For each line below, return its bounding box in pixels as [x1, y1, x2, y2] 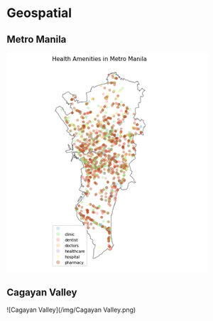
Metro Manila [6, 33, 67, 45]
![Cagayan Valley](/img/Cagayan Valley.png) [6, 305, 136, 314]
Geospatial [6, 5, 72, 21]
